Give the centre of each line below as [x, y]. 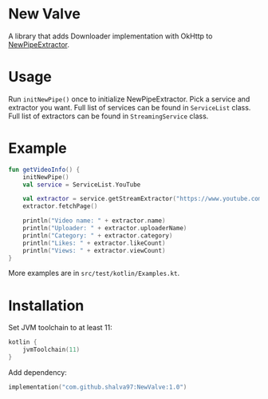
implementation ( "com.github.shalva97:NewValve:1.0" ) [98, 387]
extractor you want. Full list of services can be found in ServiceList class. [130, 107]
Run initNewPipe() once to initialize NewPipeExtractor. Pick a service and [129, 99]
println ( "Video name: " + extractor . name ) [94, 221]
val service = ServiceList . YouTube [82, 185]
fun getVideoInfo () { [44, 170]
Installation [46, 305]
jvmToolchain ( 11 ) [51, 350]
